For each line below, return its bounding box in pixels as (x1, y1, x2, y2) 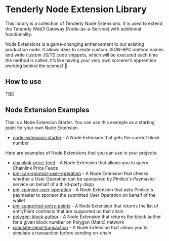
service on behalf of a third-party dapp (12, 181, 95, 187)
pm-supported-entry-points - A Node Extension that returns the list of (12, 202, 158, 209)
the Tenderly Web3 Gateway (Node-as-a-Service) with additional (5, 25, 141, 32)
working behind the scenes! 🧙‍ (5, 63, 67, 69)
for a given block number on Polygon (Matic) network (12, 219, 124, 225)
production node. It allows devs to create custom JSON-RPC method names (5, 46, 164, 52)
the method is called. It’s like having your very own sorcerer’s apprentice (5, 57, 156, 63)
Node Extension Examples (5, 106, 90, 114)
